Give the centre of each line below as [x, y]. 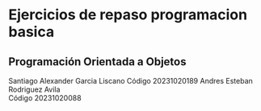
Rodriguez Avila [34, 89]
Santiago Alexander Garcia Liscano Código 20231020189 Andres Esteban [130, 81]
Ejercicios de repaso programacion [128, 15]
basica [32, 32]
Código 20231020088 [45, 98]
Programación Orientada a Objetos [97, 62]
